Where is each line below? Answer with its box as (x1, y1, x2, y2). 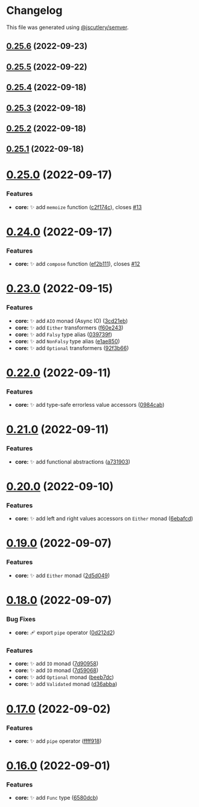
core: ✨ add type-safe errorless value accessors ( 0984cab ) (14, 401, 165, 409)
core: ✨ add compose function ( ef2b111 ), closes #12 (14, 261, 141, 268)
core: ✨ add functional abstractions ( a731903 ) (14, 458, 131, 465)
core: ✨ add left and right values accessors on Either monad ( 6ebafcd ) (14, 515, 194, 522)
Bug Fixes (6, 615, 36, 623)
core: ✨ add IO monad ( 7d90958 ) (14, 660, 99, 667)
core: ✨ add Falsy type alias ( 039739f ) (14, 331, 113, 338)
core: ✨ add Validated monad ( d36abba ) (14, 681, 118, 688)
